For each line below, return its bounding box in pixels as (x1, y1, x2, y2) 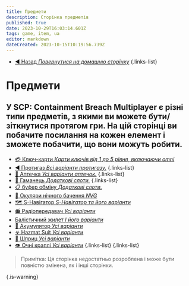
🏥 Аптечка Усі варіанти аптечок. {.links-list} (14, 170, 125, 177)
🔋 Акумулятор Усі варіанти (14, 222, 83, 229)
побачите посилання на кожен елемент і (6, 130, 165, 140)
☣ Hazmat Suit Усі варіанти (14, 228, 84, 236)
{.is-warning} (6, 273, 39, 280)
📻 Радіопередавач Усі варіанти (14, 207, 96, 214)
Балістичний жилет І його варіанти (14, 216, 104, 223)
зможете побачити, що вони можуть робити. (6, 139, 183, 150)
